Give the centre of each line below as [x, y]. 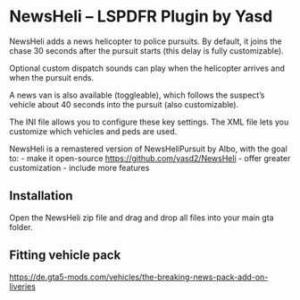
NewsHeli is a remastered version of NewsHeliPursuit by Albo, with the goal [148, 149]
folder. [21, 227]
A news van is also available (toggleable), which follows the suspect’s [137, 95]
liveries [22, 286]
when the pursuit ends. [52, 77]
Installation [41, 196]
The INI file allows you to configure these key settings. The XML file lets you [149, 122]
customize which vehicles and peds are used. [93, 131]
